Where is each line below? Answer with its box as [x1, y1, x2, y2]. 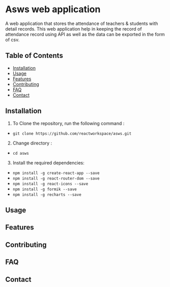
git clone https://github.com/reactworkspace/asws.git [12, 131, 132, 136]
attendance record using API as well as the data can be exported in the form [5, 31, 165, 37]
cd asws [12, 151, 29, 156]
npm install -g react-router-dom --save [12, 176, 100, 181]
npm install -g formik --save [12, 187, 77, 192]
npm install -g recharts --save [12, 192, 81, 197]
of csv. [5, 37, 20, 43]
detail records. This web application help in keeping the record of [5, 25, 142, 32]
